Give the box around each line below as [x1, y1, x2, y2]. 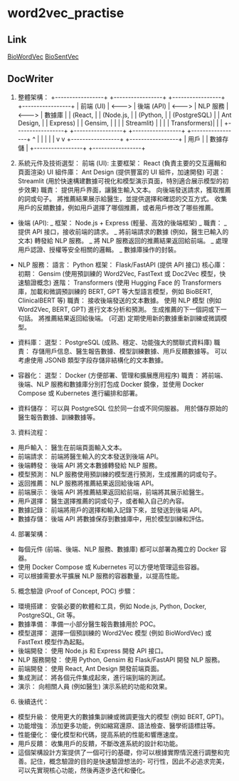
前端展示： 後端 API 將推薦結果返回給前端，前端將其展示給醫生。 [17, 487, 208, 496]
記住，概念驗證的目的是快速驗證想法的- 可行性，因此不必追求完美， [30, 757, 229, 765]
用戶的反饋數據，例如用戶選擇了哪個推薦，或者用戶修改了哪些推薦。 [17, 203, 218, 212]
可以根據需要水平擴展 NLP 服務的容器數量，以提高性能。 [17, 571, 184, 580]
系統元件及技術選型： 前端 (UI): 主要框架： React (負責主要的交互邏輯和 [17, 158, 227, 167]
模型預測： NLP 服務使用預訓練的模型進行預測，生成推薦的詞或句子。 [17, 469, 221, 479]
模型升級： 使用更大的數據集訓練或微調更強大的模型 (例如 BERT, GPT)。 [17, 712, 228, 721]
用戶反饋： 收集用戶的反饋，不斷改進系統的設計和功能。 [17, 739, 182, 747]
